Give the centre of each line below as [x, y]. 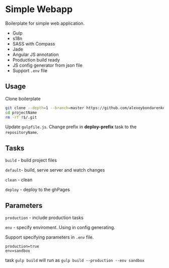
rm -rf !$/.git [21, 117]
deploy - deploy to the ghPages [38, 190]
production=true [22, 246]
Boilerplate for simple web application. [45, 23]
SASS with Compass [34, 43]
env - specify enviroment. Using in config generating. [60, 227]
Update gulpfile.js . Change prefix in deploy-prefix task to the [71, 127]
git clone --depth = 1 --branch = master [45, 108]
